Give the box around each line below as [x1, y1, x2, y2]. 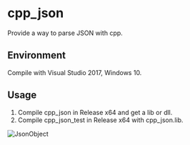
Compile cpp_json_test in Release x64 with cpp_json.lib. [17, 116, 184, 124]
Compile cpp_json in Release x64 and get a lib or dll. [17, 108, 173, 116]
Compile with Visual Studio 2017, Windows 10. [7, 68, 142, 76]
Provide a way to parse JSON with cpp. [7, 29, 123, 37]
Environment [7, 49, 66, 61]
